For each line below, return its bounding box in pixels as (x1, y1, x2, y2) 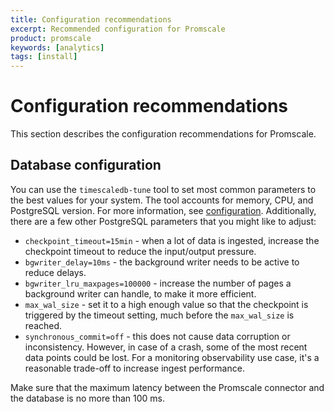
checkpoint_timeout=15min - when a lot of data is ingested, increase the (24, 234, 320, 246)
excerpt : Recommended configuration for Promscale (10, 24, 226, 34)
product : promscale (10, 33, 92, 43)
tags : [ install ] (10, 52, 78, 62)
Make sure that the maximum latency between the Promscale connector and (10, 381, 325, 393)
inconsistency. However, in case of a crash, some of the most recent (24, 341, 308, 353)
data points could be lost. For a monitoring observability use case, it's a (24, 351, 320, 363)
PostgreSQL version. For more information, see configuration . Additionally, (10, 204, 317, 216)
